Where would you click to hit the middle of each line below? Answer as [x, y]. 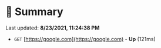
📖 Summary [34, 12]
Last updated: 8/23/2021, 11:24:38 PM [53, 28]
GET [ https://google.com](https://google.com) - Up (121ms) [85, 39]
